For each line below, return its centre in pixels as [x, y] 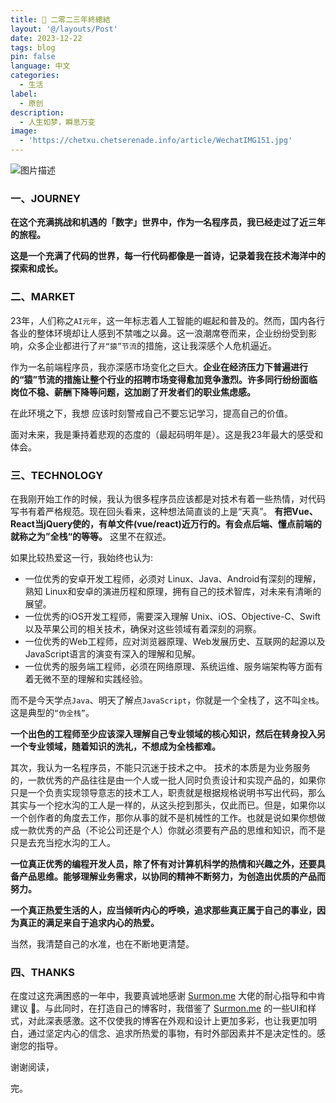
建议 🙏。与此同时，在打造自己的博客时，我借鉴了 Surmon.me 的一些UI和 [159, 1008]
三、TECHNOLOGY [57, 475]
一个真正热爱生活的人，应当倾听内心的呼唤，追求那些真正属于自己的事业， [163, 910]
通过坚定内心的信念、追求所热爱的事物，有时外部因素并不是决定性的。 [172, 1033]
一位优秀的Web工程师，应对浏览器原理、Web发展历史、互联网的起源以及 [175, 641]
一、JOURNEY [45, 198]
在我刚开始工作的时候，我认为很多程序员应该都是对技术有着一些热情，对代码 [168, 498]
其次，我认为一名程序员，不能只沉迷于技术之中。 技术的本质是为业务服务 [160, 767]
